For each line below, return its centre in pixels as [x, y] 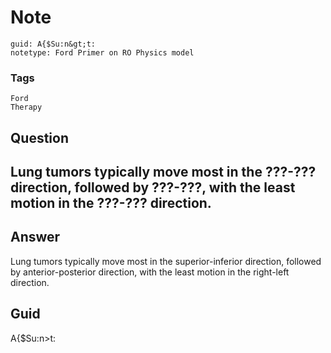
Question [39, 137]
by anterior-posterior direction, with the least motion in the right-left [150, 272]
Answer [35, 237]
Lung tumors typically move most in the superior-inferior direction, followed [166, 261]
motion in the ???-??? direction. [111, 203]
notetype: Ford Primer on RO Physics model [102, 52]
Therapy [26, 107]
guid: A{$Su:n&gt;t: [53, 44]
